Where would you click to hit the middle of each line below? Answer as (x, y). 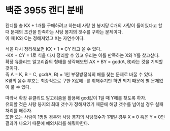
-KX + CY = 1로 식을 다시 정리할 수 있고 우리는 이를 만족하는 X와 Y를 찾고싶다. (82, 55)
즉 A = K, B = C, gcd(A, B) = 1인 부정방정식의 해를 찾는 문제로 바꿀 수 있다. (79, 74)
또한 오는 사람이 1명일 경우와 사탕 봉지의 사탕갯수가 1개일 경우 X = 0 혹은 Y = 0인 (85, 117)
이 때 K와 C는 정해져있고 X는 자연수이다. (45, 38)
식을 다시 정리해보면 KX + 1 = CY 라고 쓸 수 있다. (54, 49)
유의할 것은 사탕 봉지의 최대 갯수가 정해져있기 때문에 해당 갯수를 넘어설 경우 (80, 104)
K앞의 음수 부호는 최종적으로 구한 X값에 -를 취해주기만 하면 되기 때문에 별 (78, 80)
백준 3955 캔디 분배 (44, 10)
